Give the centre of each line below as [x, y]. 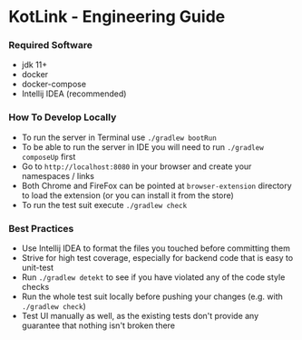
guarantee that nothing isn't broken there [98, 325]
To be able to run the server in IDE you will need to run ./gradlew [142, 146]
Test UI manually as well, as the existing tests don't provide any [140, 316]
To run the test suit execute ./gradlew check [104, 205]
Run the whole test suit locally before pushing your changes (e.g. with [152, 296]
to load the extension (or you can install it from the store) [128, 195]
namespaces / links [58, 175]
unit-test [38, 268]
